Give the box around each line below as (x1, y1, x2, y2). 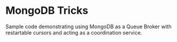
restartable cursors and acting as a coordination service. (5, 29, 142, 36)
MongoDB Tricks (5, 4, 88, 17)
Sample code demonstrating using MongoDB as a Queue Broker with (5, 23, 172, 30)
